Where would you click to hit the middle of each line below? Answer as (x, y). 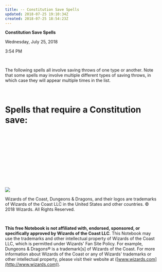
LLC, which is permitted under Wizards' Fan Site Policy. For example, (74, 244)
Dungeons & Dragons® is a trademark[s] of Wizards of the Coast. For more (80, 249)
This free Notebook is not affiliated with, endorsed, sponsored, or (72, 228)
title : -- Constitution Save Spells (42, 9)
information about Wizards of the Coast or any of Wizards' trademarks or (78, 254)
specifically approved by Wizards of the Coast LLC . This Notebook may (78, 234)
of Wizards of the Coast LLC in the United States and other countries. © (77, 204)
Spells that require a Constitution (73, 109)
